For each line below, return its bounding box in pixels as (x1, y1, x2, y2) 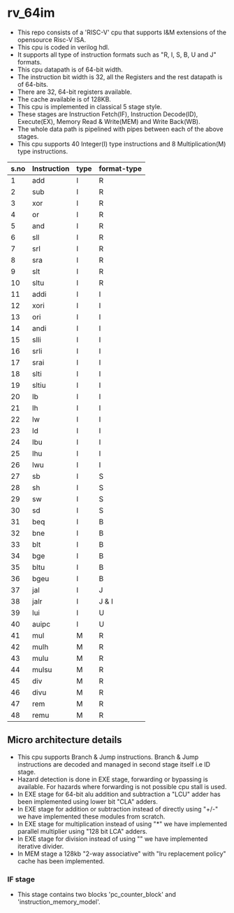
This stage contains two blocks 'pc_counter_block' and (17, 891, 176, 899)
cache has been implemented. (17, 856, 105, 865)
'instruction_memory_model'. (17, 898, 101, 906)
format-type (98, 163, 142, 173)
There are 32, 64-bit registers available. (17, 88, 133, 96)
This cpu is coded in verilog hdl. (17, 43, 110, 51)
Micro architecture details (7, 734, 122, 746)
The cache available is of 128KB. (17, 95, 112, 103)
